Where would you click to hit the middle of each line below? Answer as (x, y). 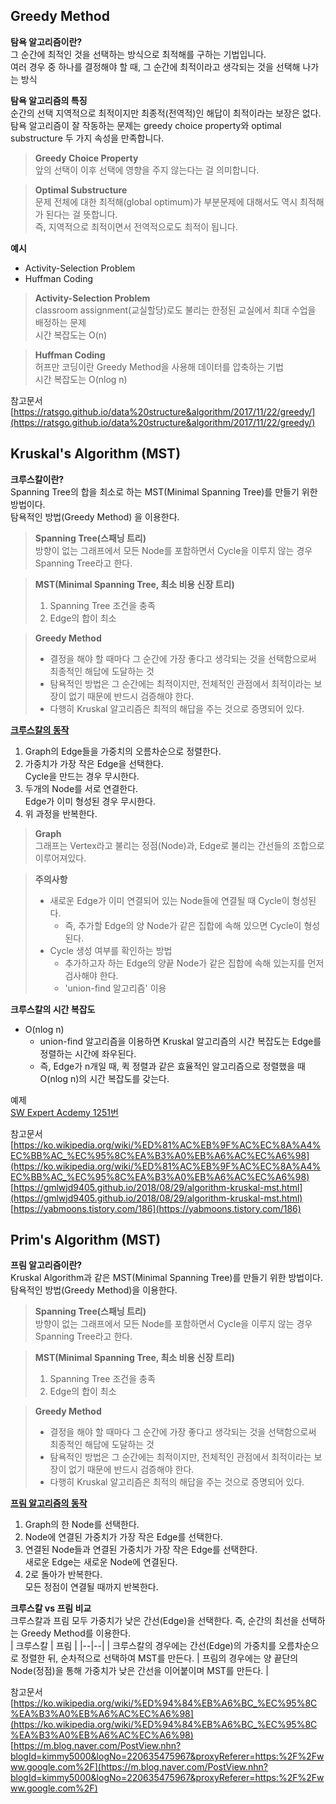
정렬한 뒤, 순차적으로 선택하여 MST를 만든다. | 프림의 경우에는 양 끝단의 (159, 1658)
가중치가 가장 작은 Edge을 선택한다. (94, 763)
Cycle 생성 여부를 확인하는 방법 (111, 950)
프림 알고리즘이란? (46, 1265)
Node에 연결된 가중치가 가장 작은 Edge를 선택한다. (123, 1537)
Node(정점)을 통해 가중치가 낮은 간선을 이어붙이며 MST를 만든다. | (139, 1671)
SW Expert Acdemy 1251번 (64, 1112)
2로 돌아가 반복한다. (63, 1575)
